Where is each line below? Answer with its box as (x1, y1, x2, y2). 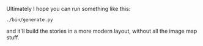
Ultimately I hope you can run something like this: (6, 5, 131, 12)
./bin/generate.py (6, 17, 53, 23)
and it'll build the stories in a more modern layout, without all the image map (6, 27, 197, 34)
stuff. (6, 34, 20, 41)
